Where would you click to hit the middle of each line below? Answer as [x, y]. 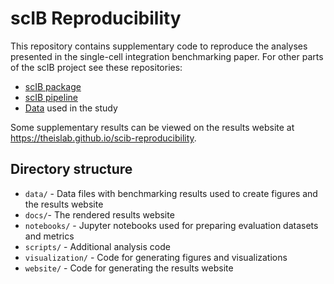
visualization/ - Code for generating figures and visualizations [156, 257]
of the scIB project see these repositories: [96, 67]
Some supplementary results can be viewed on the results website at [152, 127]
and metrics [49, 236]
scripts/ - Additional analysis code [97, 246]
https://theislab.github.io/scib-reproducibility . [103, 138]
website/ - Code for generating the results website [129, 268]
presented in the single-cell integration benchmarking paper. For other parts [167, 56]
